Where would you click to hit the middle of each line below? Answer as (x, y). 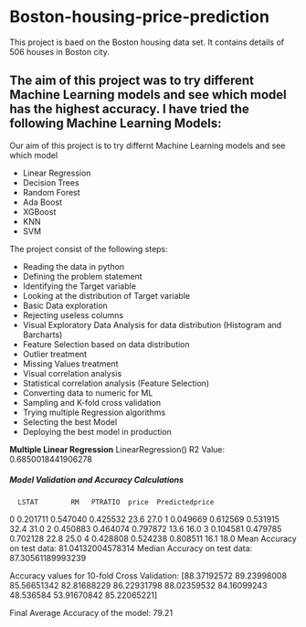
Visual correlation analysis (72, 373)
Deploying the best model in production (97, 431)
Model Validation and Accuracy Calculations (97, 480)
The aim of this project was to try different (132, 81)
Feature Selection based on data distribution (106, 344)
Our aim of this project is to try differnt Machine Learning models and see (148, 145)
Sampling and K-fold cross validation (92, 402)
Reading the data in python (74, 266)
